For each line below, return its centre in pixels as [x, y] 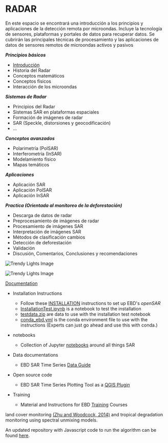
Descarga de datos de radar [42, 215]
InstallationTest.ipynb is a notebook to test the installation [81, 309]
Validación [24, 248]
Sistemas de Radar [26, 97]
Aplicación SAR [29, 184]
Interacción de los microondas [45, 86]
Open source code [32, 375]
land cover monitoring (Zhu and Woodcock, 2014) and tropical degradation [84, 414]
